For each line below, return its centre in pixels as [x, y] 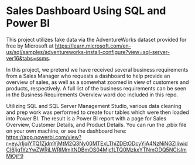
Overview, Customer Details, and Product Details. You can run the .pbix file [96, 124]
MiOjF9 [15, 156]
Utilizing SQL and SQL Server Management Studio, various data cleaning [94, 106]
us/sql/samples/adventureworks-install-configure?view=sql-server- [88, 52]
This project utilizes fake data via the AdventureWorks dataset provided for [96, 39]
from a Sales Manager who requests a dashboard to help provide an [88, 76]
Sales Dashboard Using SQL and [86, 11]
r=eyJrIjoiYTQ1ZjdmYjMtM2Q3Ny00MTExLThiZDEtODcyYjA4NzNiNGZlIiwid [97, 143]
